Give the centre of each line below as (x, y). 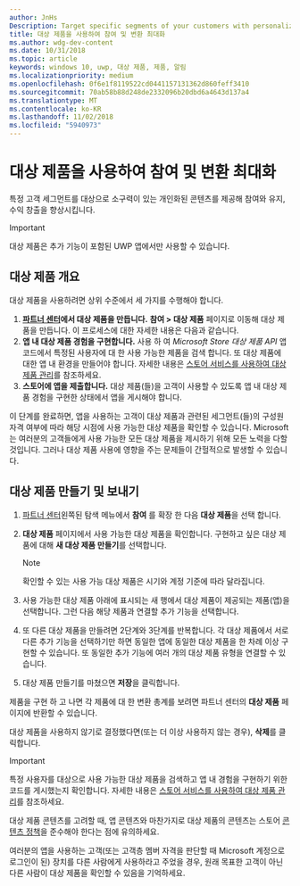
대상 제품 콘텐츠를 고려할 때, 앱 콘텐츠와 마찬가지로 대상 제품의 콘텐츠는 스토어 (145, 820)
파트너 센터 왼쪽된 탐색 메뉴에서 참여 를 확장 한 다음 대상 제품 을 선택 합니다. (151, 515)
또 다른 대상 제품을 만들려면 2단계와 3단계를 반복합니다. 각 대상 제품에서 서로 (155, 630)
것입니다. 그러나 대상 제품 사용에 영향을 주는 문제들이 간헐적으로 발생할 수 (137, 449)
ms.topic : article (43, 59)
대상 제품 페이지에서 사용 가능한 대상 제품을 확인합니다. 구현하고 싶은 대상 (149, 534)
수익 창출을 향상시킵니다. (52, 210)
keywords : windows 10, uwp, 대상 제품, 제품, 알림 (98, 68)
